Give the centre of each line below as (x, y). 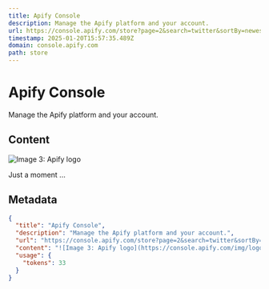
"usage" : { (34, 255)
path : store (28, 53)
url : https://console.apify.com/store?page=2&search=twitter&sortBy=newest (137, 30)
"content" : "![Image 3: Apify (66, 248)
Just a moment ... (37, 175)
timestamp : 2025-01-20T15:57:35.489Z (71, 38)
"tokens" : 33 (44, 263)
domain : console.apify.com (53, 46)
